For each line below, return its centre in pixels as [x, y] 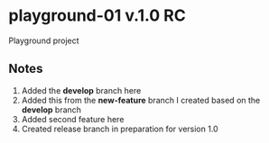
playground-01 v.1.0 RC [97, 16]
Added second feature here [73, 119]
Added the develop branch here [81, 90]
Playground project [44, 40]
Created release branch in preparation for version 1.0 [120, 129]
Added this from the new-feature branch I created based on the [141, 100]
